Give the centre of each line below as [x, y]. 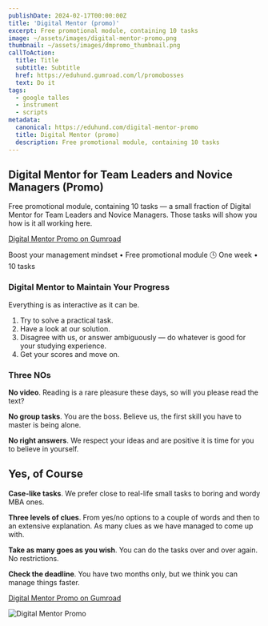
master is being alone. [45, 424]
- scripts [32, 113]
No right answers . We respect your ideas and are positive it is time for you [131, 440]
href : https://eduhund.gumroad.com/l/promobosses [100, 75]
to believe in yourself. [44, 448]
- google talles [42, 98]
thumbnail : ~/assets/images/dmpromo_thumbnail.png [94, 46]
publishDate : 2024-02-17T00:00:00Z [68, 16]
